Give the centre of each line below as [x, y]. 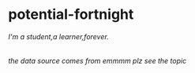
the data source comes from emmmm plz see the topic [97, 61]
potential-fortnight [71, 15]
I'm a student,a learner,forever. [58, 36]
